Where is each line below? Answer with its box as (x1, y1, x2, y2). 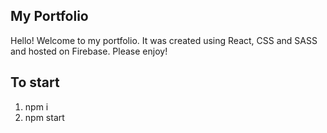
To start (10, 74, 60, 91)
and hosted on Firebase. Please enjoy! (10, 45, 168, 57)
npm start (24, 111, 65, 123)
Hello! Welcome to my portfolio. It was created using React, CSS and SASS (10, 34, 318, 46)
